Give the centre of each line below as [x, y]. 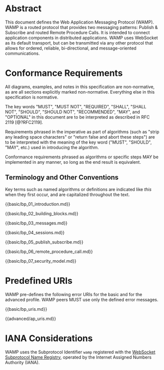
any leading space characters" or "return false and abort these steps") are [80, 137]
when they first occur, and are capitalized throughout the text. [67, 195]
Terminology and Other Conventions [62, 178]
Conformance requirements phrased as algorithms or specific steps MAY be [82, 157]
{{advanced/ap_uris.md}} [31, 319]
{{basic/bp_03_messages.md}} [36, 223]
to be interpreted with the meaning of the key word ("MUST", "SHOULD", [78, 142]
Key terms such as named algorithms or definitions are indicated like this [78, 189]
